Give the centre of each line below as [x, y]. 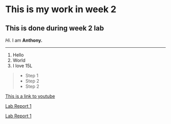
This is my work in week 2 [61, 9]
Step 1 [32, 75]
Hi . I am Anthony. [24, 40]
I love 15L [22, 66]
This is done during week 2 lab [55, 28]
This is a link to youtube [30, 96]
